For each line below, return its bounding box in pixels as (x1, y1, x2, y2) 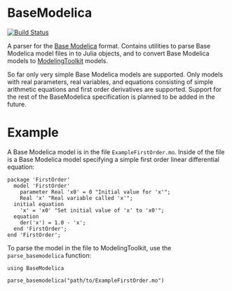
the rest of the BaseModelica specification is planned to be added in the (7, 93, 215, 101)
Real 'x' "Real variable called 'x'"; (20, 194, 133, 201)
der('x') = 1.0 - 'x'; (20, 219, 86, 226)
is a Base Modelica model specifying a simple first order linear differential (7, 155, 219, 163)
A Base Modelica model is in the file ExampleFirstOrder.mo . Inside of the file (7, 147, 225, 156)
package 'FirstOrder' (7, 176, 71, 183)
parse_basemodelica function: (7, 251, 92, 259)
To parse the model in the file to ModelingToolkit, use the (7, 243, 172, 252)
